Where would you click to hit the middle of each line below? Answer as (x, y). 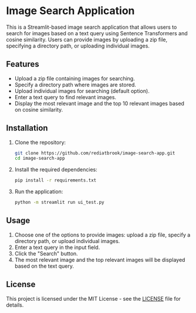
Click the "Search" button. (46, 253)
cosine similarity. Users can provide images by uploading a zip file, (87, 39)
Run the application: (39, 191)
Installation (27, 128)
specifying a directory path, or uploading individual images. (78, 46)
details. (15, 305)
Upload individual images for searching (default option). (82, 91)
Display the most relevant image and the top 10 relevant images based (99, 103)
